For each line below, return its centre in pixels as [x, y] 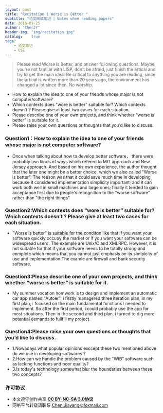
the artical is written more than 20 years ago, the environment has [83, 79]
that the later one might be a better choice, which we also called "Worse [84, 172]
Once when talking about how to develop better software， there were [83, 156]
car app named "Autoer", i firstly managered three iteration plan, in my [82, 298]
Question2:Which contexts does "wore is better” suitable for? [80, 210]
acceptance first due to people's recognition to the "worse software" [81, 192]
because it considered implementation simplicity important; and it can [82, 182]
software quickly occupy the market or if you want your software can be [84, 238]
